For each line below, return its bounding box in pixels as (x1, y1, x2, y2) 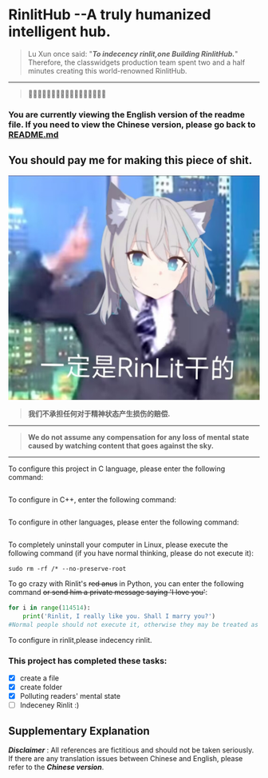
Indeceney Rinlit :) (19, 700, 80, 710)
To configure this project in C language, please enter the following (8, 464, 226, 473)
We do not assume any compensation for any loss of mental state (27, 433, 250, 442)
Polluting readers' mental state (19, 692, 121, 701)
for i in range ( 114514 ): (8, 604, 91, 612)
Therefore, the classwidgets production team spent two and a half (27, 58, 246, 67)
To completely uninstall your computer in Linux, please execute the (8, 540, 229, 549)
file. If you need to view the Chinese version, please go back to (8, 118, 256, 130)
